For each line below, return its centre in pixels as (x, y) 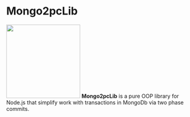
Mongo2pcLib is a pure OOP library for (130, 96)
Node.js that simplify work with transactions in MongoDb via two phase (95, 102)
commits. (18, 109)
